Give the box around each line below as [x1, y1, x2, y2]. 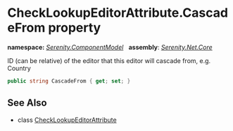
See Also [7, 97, 47, 109]
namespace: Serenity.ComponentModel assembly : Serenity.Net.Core [7, 43, 213, 51]
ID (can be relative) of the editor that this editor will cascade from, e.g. [7, 56, 211, 64]
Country [7, 64, 32, 72]
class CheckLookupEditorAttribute [17, 116, 118, 124]
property [48, 20, 101, 36]
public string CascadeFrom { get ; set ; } [7, 77, 131, 85]
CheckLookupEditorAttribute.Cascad [7, 5, 229, 21]
